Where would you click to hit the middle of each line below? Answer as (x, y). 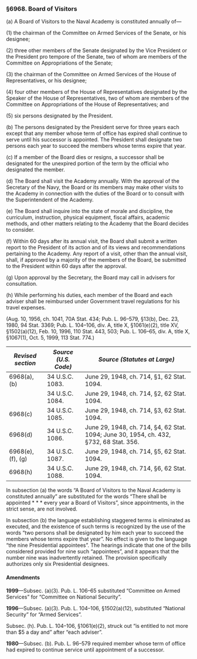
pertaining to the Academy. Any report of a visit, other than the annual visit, (97, 254)
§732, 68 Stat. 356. (112, 442)
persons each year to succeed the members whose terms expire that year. (96, 146)
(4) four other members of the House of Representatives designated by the (97, 92)
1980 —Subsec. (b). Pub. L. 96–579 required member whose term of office (96, 643)
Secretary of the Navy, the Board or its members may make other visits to (95, 187)
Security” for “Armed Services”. (44, 614)
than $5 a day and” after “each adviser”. (54, 632)
